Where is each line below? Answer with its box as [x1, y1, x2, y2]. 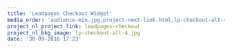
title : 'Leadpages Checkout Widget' [7, 10, 113, 17]
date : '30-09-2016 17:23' [7, 36, 81, 43]
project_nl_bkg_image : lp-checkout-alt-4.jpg [7, 29, 140, 36]
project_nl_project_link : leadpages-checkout [7, 23, 140, 30]
